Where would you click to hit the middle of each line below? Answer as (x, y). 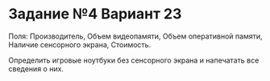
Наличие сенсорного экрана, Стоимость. (80, 44)
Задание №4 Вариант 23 (95, 14)
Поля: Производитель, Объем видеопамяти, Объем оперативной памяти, (135, 36)
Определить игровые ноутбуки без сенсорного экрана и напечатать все (134, 60)
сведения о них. (36, 68)
